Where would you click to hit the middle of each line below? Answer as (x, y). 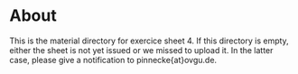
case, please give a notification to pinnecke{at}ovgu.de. (113, 60)
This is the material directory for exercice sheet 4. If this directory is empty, (149, 41)
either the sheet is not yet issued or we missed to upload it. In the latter (141, 50)
